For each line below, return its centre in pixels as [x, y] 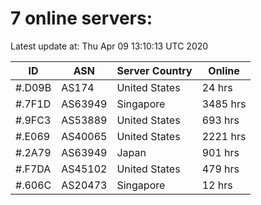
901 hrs [220, 152]
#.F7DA [33, 169]
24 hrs [217, 87]
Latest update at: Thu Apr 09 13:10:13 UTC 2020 [109, 46]
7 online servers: [81, 18]
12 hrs [217, 185]
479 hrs [220, 169]
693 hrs [220, 120]
